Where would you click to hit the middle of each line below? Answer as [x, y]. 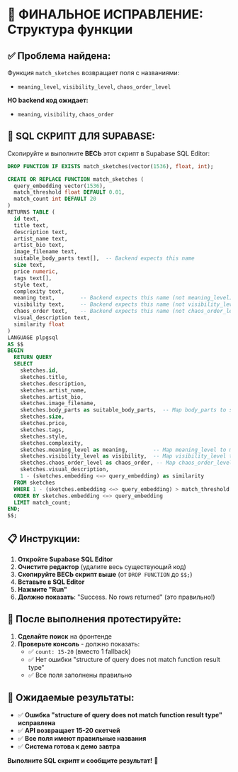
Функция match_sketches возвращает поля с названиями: [93, 73]
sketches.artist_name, [53, 390]
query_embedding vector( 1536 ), [60, 186]
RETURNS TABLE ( [31, 212]
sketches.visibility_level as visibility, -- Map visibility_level [123, 456]
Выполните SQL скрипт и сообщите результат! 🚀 [83, 760]
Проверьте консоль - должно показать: [79, 644]
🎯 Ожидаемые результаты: [71, 698]
